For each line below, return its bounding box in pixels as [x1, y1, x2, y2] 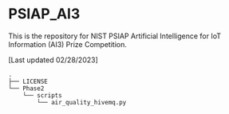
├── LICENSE [8, 77, 48, 85]
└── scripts [22, 91, 62, 100]
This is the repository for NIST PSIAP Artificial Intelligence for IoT [8, 31, 222, 41]
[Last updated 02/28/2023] [8, 55, 98, 65]
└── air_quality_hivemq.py [37, 98, 127, 106]
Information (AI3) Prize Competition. [8, 39, 128, 49]
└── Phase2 [8, 85, 45, 92]
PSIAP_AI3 [8, 5, 81, 23]
